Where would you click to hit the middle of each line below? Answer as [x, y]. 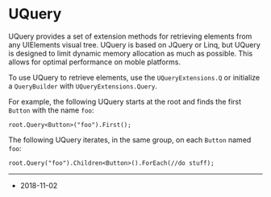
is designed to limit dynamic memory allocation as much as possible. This [131, 53]
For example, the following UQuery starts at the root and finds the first [125, 101]
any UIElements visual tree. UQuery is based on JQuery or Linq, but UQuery [134, 44]
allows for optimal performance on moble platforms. [95, 62]
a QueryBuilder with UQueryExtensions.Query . [83, 86]
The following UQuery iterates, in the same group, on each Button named [130, 140]
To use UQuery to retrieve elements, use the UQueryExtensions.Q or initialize [134, 77]
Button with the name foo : [51, 110]
